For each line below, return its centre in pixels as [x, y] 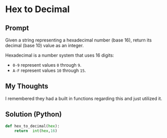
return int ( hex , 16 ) [36, 131]
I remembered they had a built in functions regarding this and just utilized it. [84, 98]
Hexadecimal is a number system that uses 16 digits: [60, 55]
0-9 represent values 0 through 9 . [47, 65]
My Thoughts [27, 86]
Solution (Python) [34, 114]
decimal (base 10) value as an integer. [45, 45]
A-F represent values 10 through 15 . [49, 70]
